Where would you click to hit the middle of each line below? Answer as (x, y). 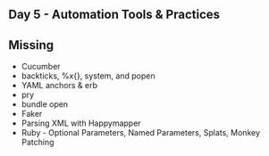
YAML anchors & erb (59, 86)
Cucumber (41, 67)
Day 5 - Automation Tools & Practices (114, 15)
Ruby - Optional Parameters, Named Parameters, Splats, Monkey (141, 133)
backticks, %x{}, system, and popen (88, 76)
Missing (31, 45)
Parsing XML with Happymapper (81, 123)
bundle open (45, 104)
